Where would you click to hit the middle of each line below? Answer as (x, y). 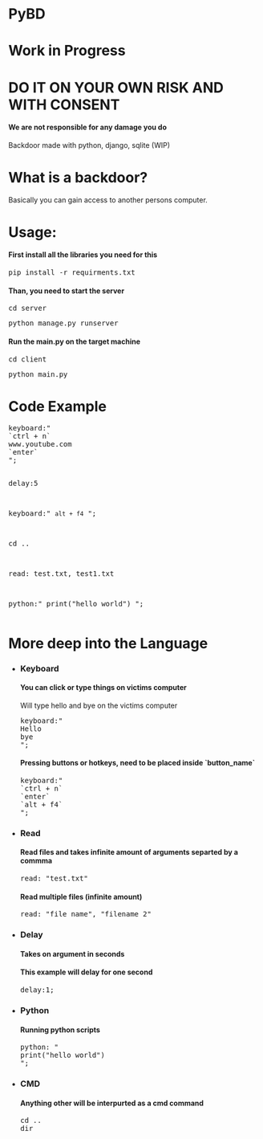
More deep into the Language (108, 643)
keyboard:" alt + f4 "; (53, 514)
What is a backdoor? (78, 177)
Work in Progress (67, 51)
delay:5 (23, 484)
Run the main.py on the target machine (75, 341)
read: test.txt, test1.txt (61, 574)
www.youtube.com (40, 444)
